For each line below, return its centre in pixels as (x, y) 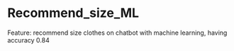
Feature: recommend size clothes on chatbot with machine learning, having (117, 33)
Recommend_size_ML (73, 13)
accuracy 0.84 (28, 40)
